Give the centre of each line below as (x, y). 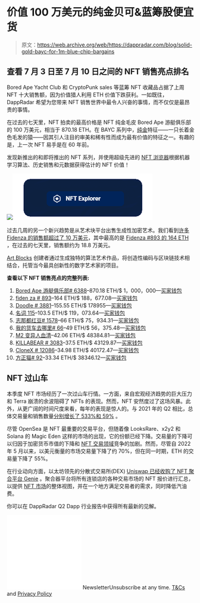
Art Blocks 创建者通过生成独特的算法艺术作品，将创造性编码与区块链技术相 (98, 257)
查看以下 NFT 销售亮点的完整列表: (48, 278)
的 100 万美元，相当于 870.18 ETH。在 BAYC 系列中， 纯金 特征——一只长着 (98, 129)
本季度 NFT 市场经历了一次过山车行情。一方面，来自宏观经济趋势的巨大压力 (99, 393)
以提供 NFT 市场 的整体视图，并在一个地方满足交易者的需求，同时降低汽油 (97, 486)
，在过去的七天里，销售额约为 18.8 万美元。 (60, 245)
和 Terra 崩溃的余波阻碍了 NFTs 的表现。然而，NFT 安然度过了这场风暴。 (96, 401)
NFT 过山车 (27, 378)
